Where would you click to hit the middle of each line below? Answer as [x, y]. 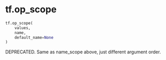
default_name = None [34, 37]
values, [22, 28]
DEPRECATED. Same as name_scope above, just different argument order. [83, 52]
